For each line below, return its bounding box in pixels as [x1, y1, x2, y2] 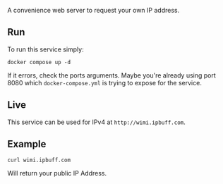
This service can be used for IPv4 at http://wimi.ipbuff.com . [7, 118, 186, 126]
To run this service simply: [7, 45, 84, 54]
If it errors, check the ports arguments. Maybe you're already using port [7, 70, 217, 80]
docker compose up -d [7, 59, 71, 66]
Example [7, 138, 47, 150]
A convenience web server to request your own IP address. [7, 6, 180, 14]
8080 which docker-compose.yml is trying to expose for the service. [7, 78, 203, 87]
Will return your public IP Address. [7, 169, 107, 178]
